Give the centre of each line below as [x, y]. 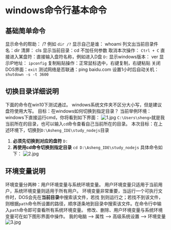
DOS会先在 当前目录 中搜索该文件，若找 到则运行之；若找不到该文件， [91, 197]
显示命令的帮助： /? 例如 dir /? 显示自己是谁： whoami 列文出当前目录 [80, 44]
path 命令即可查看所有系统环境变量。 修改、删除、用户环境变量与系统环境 [86, 210]
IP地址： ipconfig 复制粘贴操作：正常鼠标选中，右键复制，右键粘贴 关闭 [85, 63]
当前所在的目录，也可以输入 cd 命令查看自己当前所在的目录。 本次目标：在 [82, 124]
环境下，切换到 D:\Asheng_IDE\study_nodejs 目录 [59, 130]
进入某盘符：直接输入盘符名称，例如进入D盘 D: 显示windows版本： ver [84, 57]
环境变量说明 [25, 171]
